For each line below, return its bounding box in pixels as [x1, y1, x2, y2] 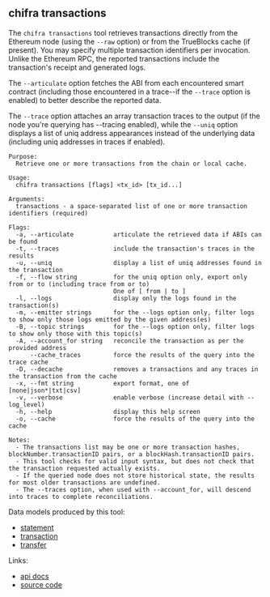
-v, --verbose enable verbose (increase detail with [15, 393, 244, 402]
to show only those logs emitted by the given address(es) [8, 315, 212, 323]
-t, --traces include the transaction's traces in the [15, 245, 255, 253]
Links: [8, 555, 28, 565]
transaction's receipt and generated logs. [8, 62, 146, 72]
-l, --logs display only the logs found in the [15, 294, 237, 302]
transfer [19, 539, 47, 549]
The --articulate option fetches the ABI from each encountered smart [8, 78, 244, 87]
